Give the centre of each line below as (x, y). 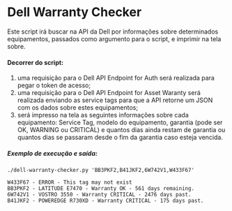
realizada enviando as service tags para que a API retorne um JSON (115, 100)
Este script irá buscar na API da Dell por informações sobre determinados (113, 31)
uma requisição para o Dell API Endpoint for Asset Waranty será (109, 93)
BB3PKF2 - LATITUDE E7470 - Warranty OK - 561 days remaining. (101, 189)
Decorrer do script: (36, 62)
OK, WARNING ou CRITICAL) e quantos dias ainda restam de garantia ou (121, 130)
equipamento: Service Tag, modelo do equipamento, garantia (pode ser (120, 122)
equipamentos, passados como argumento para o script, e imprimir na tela (114, 38)
